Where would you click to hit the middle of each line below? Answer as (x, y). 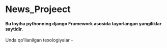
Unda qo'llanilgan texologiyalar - (39, 40)
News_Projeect (38, 9)
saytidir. (14, 29)
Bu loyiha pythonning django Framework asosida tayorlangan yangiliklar (83, 23)
